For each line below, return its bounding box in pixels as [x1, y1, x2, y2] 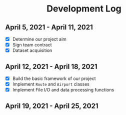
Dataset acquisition [12, 47, 52, 53]
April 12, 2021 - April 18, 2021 [5, 62, 97, 70]
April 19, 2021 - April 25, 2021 [5, 101, 98, 110]
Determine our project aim [12, 36, 66, 42]
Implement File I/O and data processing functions [12, 87, 114, 93]
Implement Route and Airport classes [12, 81, 90, 87]
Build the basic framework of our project [12, 75, 96, 81]
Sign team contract [12, 42, 52, 48]
